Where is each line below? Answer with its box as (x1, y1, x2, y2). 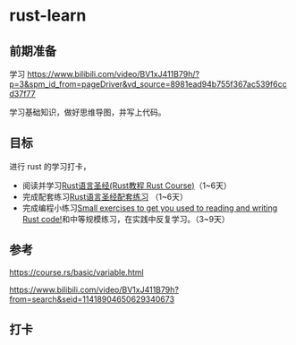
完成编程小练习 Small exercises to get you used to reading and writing (21, 203, 278, 213)
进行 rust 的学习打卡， (9, 160, 91, 171)
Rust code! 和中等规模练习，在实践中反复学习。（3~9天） (21, 213, 230, 224)
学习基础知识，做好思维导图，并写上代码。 (9, 107, 166, 117)
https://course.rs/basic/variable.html (9, 266, 145, 278)
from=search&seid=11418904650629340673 (9, 293, 175, 305)
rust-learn (9, 5, 87, 26)
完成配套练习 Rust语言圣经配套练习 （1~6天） (21, 191, 188, 202)
